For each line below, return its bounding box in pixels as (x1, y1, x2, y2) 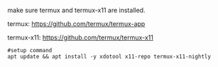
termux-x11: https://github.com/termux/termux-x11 (7, 33, 154, 42)
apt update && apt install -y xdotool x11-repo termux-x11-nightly (7, 53, 212, 60)
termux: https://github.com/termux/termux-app (7, 20, 146, 28)
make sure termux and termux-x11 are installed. (7, 6, 146, 14)
